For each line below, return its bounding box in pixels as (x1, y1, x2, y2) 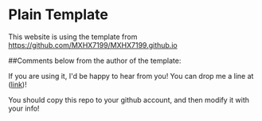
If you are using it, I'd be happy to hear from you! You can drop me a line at (8, 71, 254, 80)
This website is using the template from (8, 32, 138, 41)
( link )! (8, 80, 27, 89)
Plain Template (8, 6, 109, 24)
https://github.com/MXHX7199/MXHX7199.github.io (8, 40, 178, 49)
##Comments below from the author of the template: (8, 56, 182, 65)
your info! (8, 103, 40, 113)
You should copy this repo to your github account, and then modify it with (8, 95, 249, 104)
